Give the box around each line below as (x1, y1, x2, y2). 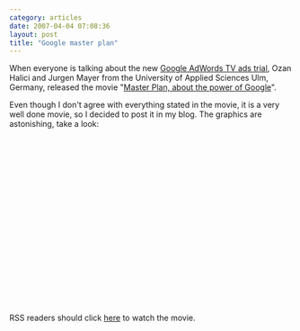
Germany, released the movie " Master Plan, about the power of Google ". (9, 82, 277, 93)
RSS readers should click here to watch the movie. (9, 312, 196, 324)
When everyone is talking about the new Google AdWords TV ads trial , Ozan (9, 63, 292, 74)
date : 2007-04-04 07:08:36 (9, 22, 110, 31)
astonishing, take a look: (9, 119, 100, 130)
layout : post (9, 30, 58, 39)
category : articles (9, 13, 83, 22)
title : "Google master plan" (9, 38, 119, 48)
